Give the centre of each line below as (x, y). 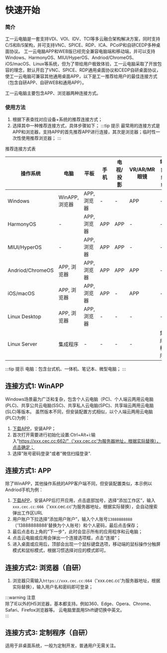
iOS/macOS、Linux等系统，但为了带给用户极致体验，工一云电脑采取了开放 (81, 64)
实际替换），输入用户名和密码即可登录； (53, 587)
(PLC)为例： (17, 418)
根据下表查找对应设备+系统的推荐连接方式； (57, 119)
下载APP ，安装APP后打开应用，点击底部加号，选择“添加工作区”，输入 (84, 501)
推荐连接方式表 (20, 148)
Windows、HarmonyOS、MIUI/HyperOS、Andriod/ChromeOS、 (71, 57)
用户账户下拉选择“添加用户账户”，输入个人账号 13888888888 (72, 519)
